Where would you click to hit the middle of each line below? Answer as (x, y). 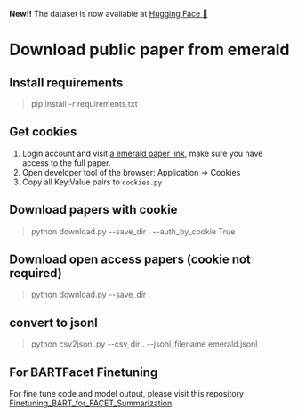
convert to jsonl (53, 322)
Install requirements (66, 82)
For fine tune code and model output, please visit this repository (127, 394)
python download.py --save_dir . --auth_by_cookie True (133, 231)
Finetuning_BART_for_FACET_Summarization (91, 403)
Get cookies (43, 132)
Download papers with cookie (93, 210)
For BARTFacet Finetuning (84, 372)
